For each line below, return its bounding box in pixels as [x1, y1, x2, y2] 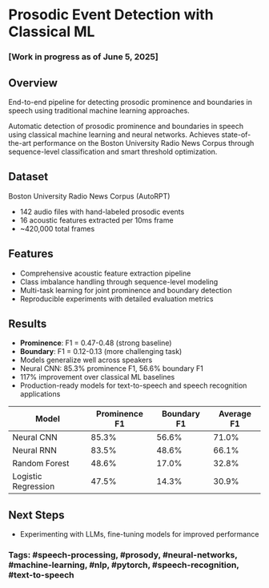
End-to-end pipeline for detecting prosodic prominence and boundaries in [8, 97, 252, 107]
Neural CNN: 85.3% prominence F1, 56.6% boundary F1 [19, 364, 204, 373]
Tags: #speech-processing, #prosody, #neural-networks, [8, 550, 238, 561]
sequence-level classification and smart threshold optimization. [8, 147, 218, 156]
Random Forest [12, 458, 70, 469]
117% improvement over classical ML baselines [19, 373, 175, 382]
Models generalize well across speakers [19, 355, 153, 365]
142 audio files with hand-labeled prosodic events [19, 207, 185, 216]
